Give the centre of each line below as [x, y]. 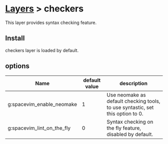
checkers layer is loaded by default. [42, 50]
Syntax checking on [130, 121]
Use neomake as [126, 94]
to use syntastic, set [130, 107]
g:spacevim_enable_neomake [42, 104]
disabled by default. [130, 134]
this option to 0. [125, 113]
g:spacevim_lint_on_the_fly [39, 128]
